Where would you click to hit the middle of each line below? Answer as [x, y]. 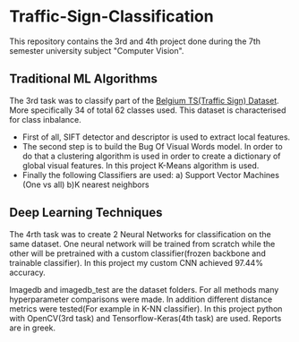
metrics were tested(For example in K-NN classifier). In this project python [146, 308]
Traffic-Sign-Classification [111, 17]
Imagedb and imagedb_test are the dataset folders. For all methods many [144, 289]
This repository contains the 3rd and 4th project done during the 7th [135, 41]
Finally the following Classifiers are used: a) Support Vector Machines [151, 175]
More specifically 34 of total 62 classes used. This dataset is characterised [148, 110]
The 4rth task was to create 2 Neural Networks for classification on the [140, 234]
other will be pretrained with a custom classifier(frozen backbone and [137, 253]
